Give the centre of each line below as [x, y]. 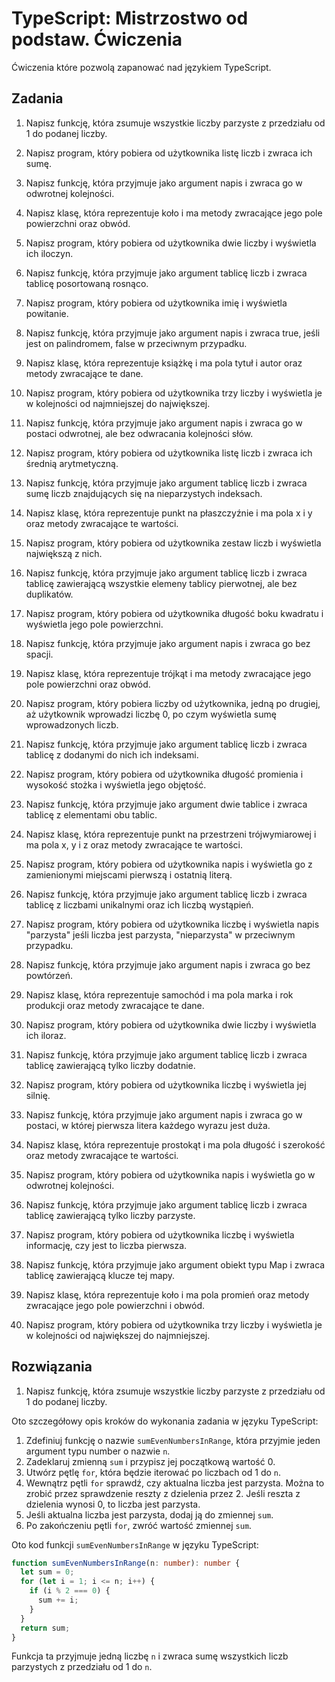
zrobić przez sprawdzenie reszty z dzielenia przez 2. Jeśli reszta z [163, 1493]
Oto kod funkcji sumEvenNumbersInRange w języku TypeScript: [135, 1544]
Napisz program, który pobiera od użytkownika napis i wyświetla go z [169, 864]
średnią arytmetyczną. [72, 463]
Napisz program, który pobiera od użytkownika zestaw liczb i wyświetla [173, 543]
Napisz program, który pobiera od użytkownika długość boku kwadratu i [174, 613]
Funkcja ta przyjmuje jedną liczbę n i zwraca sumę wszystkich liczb [150, 1656]
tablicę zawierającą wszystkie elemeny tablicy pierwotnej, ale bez [161, 583]
